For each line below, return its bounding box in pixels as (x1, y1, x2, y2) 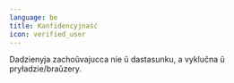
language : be (9, 12, 58, 22)
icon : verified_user (9, 29, 87, 38)
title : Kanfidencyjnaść (9, 21, 99, 30)
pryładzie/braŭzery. (9, 63, 82, 74)
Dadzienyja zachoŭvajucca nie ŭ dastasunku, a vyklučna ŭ (9, 54, 226, 65)
